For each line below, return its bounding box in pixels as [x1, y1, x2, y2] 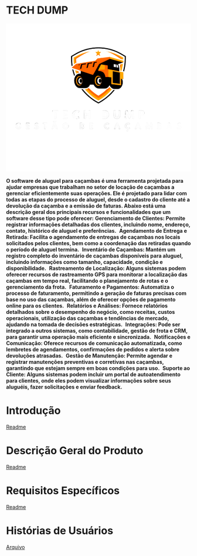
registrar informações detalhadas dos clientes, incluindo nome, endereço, [6, 221, 191, 228]
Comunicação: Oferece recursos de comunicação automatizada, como [6, 340, 182, 347]
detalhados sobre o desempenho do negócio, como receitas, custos [6, 309, 175, 316]
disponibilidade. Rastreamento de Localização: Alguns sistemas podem [6, 265, 186, 272]
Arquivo [6, 544, 25, 550]
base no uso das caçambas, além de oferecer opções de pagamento [6, 296, 176, 303]
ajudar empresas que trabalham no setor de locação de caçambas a [6, 183, 175, 191]
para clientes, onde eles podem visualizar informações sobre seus [6, 377, 171, 384]
